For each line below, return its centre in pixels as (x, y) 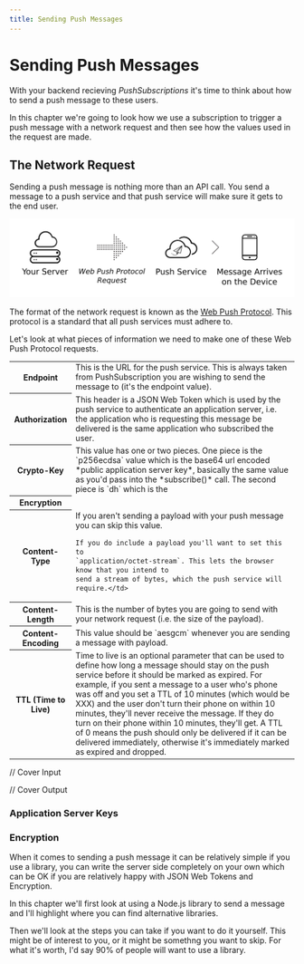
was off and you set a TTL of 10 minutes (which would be (183, 694)
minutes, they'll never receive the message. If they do (175, 713)
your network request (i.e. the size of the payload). (170, 618)
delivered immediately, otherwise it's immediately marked (182, 742)
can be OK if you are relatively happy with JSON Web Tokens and (131, 877)
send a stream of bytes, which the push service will (179, 580)
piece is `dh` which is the (122, 488)
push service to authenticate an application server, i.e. (176, 409)
